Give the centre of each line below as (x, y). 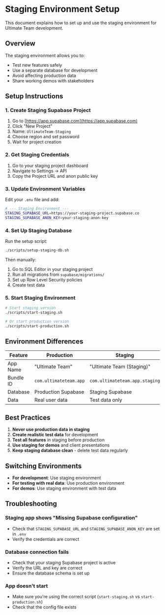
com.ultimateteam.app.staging (125, 381)
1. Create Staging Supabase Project (48, 111)
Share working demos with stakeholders (53, 80)
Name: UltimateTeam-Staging (41, 131)
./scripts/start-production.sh (37, 326)
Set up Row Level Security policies (47, 279)
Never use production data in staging (51, 429)
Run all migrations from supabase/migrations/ (58, 274)
